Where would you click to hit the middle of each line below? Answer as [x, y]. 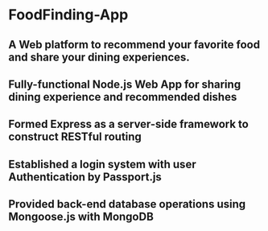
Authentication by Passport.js [85, 177]
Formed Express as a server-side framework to [129, 124]
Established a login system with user [102, 164]
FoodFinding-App [68, 15]
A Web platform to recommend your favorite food [134, 45]
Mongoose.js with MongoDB [81, 217]
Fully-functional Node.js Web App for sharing [125, 84]
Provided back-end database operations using [127, 204]
